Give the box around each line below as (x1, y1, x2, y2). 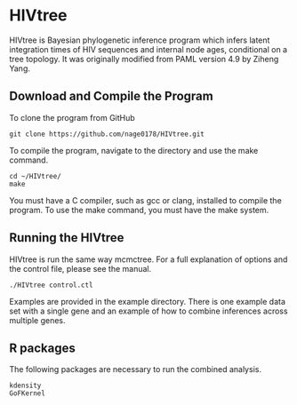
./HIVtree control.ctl (9, 281, 93, 290)
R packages (9, 340, 76, 355)
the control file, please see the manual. (9, 263, 152, 274)
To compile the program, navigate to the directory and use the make (9, 145, 259, 155)
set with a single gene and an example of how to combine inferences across (9, 306, 288, 316)
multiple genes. (9, 314, 66, 325)
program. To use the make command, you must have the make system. (9, 204, 269, 215)
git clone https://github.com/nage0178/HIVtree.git (9, 130, 205, 139)
